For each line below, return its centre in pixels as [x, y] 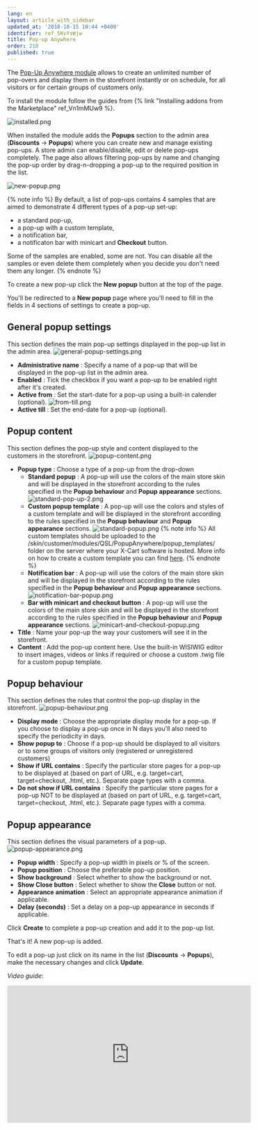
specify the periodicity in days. [62, 736]
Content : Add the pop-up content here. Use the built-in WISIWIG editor [120, 647]
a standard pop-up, [45, 220]
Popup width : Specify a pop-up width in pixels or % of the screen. [113, 863]
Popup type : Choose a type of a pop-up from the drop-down [106, 469]
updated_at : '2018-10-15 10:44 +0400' [63, 27]
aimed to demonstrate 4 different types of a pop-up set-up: [92, 206]
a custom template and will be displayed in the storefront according [124, 513]
